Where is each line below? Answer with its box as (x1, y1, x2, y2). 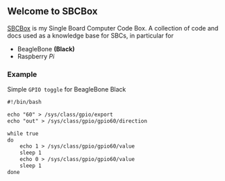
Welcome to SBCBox (7, 6, 98, 17)
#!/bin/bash (7, 98, 42, 106)
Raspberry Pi (17, 52, 55, 60)
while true (7, 130, 39, 137)
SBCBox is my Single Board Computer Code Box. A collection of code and (7, 24, 219, 32)
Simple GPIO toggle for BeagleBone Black (7, 85, 126, 94)
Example (7, 69, 37, 79)
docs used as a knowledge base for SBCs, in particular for (7, 31, 174, 40)
